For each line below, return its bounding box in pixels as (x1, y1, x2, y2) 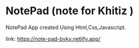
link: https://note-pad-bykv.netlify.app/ (5, 35, 101, 42)
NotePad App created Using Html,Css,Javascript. (5, 24, 126, 31)
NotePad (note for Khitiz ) (5, 4, 134, 18)
